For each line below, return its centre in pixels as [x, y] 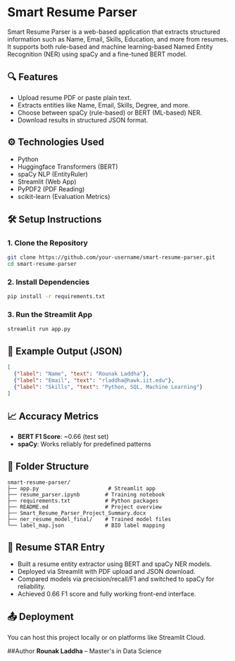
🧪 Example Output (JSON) [65, 351]
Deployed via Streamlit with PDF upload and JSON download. [106, 571]
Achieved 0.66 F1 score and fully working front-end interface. [107, 593]
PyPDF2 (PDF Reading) [51, 189]
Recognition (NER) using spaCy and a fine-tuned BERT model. [97, 54]
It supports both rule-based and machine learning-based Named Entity [110, 46]
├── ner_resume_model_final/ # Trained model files [89, 520]
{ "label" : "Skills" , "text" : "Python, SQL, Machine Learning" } [108, 387]
